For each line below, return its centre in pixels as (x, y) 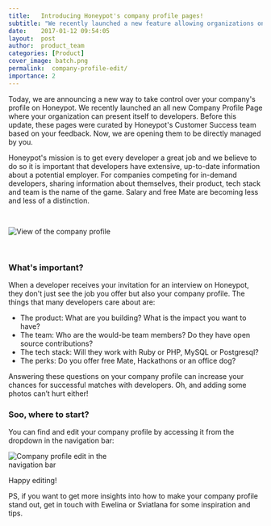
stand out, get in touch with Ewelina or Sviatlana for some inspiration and (129, 505)
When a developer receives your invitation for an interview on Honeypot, (129, 284)
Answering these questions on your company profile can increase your (126, 376)
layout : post (32, 38)
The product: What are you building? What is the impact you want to (133, 318)
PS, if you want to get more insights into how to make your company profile (133, 496)
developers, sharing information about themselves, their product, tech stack (134, 183)
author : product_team (46, 46)
